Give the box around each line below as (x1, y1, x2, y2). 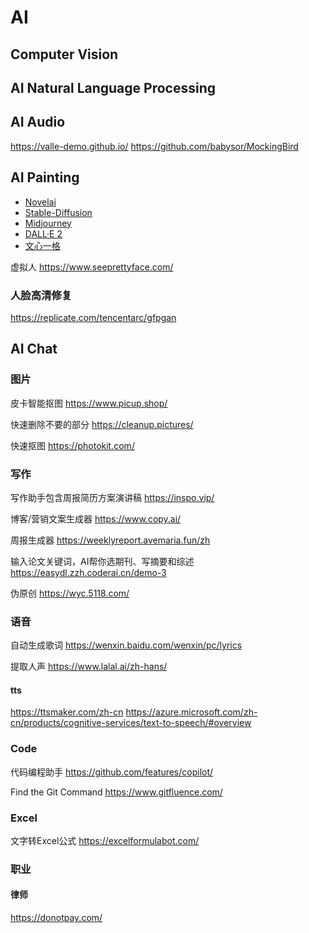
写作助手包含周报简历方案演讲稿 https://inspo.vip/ (10, 491, 215, 503)
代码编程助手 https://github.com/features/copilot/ (10, 766, 214, 778)
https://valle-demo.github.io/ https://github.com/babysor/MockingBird (10, 140, 299, 152)
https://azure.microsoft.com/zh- (125, 706, 258, 718)
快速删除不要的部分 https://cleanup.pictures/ (10, 418, 194, 430)
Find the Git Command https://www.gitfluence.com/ (10, 786, 223, 798)
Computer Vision (10, 46, 119, 63)
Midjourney (24, 217, 72, 229)
